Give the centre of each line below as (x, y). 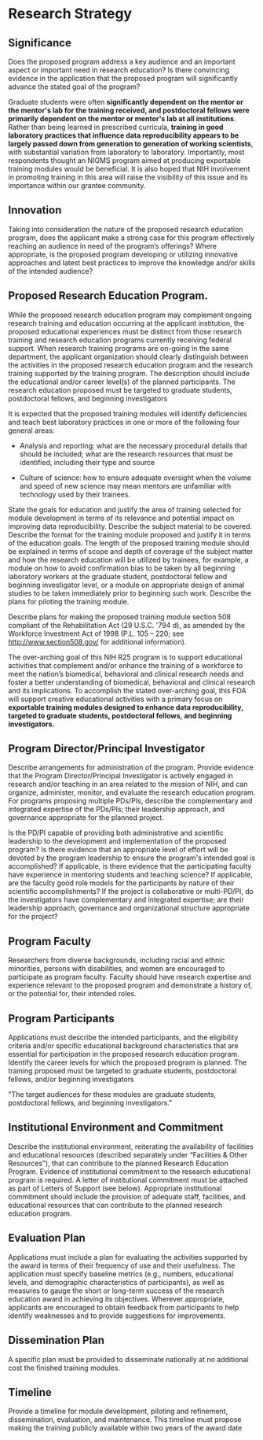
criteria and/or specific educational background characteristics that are (123, 1046)
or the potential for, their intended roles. (72, 994)
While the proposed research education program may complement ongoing (130, 315)
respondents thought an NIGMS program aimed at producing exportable (125, 161)
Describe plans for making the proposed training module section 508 (120, 617)
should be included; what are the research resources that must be (126, 454)
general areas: (31, 430)
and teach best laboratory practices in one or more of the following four (124, 422)
